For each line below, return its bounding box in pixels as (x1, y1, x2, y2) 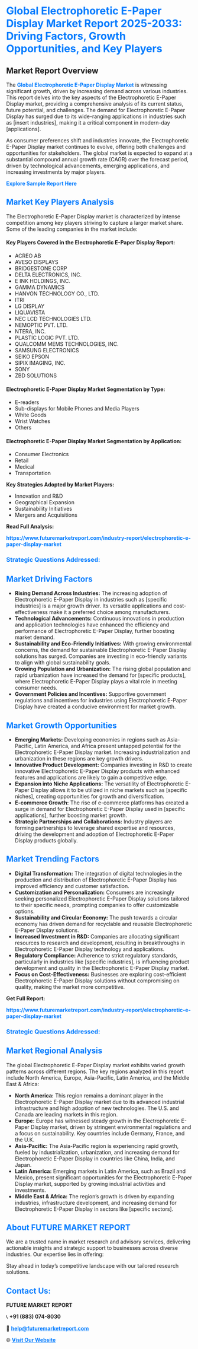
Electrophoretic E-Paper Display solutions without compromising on (14, 977, 180, 984)
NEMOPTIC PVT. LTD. (14, 322, 68, 329)
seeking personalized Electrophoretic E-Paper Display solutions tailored (14, 895, 190, 902)
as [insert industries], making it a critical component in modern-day (6, 119, 170, 126)
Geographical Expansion (14, 499, 75, 506)
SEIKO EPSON (14, 353, 50, 360)
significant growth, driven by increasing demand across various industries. (6, 88, 188, 94)
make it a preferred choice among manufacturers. (49, 609, 170, 616)
